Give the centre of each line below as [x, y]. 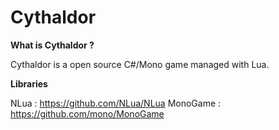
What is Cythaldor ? [52, 45]
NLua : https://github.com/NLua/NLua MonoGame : [116, 103]
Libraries [29, 83]
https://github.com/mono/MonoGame [87, 113]
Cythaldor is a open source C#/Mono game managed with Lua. [140, 64]
